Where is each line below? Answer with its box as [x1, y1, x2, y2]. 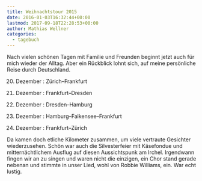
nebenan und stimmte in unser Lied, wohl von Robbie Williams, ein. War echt [7, 162, 196, 168]
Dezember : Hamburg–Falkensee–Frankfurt [15, 112, 122, 120]
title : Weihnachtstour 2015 [7, 8, 78, 15]
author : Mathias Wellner [7, 25, 69, 32]
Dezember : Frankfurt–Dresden [15, 90, 93, 96]
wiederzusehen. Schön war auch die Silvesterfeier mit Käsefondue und [7, 143, 183, 149]
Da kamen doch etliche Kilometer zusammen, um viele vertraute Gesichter [7, 136, 191, 143]
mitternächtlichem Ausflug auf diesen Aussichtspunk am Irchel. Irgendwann [7, 149, 195, 156]
